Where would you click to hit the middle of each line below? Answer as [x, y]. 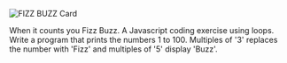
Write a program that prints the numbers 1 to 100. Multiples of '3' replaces [143, 40]
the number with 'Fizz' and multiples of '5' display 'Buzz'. [114, 49]
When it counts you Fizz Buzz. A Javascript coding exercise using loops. [142, 30]
